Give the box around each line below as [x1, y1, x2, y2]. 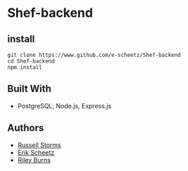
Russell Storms [17, 141, 61, 149]
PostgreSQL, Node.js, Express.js [17, 101, 112, 110]
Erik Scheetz [17, 148, 55, 156]
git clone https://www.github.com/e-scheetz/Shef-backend [7, 51, 181, 58]
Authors [7, 122, 44, 134]
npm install [7, 64, 42, 71]
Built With [7, 83, 51, 95]
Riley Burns [17, 156, 51, 164]
